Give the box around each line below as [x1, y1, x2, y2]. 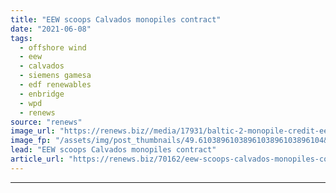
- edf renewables [19, 80, 92, 90]
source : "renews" [10, 117, 83, 127]
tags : [10, 33, 33, 43]
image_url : [10, 126, 56, 136]
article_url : [10, 154, 65, 164]
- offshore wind [19, 42, 87, 53]
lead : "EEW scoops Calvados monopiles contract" [10, 145, 217, 155]
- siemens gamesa [19, 71, 92, 81]
